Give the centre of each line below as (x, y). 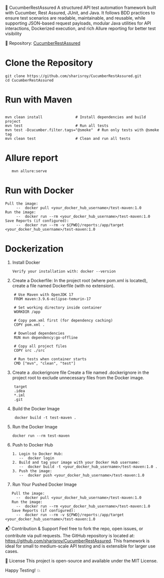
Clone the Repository (49, 63)
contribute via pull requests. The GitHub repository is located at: (70, 535)
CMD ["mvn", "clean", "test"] (45, 363)
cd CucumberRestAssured (29, 80)
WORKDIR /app (27, 312)
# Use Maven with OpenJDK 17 (44, 294)
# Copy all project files (41, 346)
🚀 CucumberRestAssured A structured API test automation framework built (81, 8)
